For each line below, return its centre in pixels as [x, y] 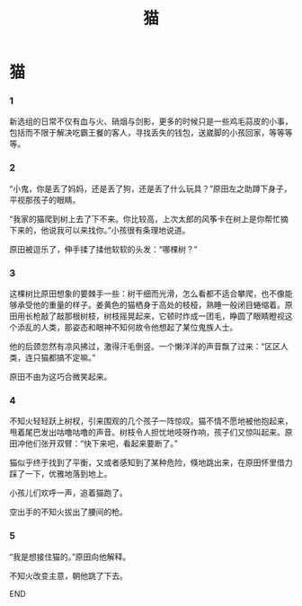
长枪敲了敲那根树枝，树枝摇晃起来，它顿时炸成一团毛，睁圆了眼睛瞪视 [155, 316]
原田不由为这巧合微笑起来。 [61, 377]
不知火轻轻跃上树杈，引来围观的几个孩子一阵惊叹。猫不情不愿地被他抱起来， [151, 421]
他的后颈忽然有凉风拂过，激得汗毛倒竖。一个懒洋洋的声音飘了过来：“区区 [145, 347]
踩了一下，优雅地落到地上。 [61, 474]
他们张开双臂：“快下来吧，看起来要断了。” [101, 444]
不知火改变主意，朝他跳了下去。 [68, 575]
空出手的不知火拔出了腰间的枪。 [68, 512]
